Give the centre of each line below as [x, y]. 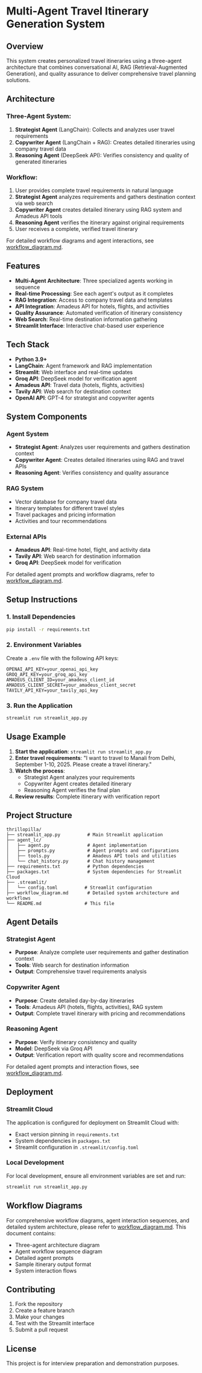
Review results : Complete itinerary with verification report [87, 796]
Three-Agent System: [39, 116]
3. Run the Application [39, 706]
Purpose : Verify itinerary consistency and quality [76, 1042]
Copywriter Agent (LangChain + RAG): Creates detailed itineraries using [105, 142]
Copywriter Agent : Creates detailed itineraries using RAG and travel [99, 460]
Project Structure [39, 815]
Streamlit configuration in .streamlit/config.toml [77, 1147]
